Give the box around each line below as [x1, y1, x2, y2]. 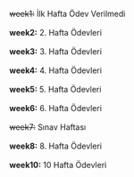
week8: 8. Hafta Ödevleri [9, 141, 103, 151]
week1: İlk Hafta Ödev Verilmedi [9, 9, 126, 19]
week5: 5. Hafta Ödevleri [9, 84, 102, 94]
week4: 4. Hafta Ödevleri [9, 65, 103, 76]
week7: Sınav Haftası [9, 122, 87, 133]
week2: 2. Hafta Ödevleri [9, 28, 103, 37]
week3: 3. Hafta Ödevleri [9, 46, 103, 57]
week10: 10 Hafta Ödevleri [9, 160, 107, 170]
